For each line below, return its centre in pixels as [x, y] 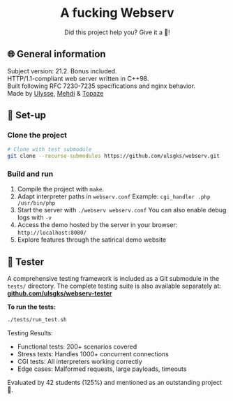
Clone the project [37, 136]
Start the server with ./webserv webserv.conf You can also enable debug [122, 210]
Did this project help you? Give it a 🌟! [117, 32]
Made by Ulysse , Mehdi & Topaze [55, 93]
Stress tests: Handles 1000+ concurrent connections [93, 354]
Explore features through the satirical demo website [91, 240]
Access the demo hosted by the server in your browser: [97, 225]
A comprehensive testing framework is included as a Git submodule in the [113, 279]
